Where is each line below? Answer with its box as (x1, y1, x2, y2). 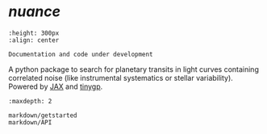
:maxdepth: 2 (8, 97, 52, 105)
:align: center (8, 36, 60, 44)
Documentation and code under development (8, 50, 153, 58)
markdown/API (8, 118, 52, 127)
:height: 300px (8, 29, 60, 37)
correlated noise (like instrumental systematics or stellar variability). (8, 73, 234, 82)
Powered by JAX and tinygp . (8, 82, 103, 91)
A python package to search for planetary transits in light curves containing (8, 64, 260, 74)
